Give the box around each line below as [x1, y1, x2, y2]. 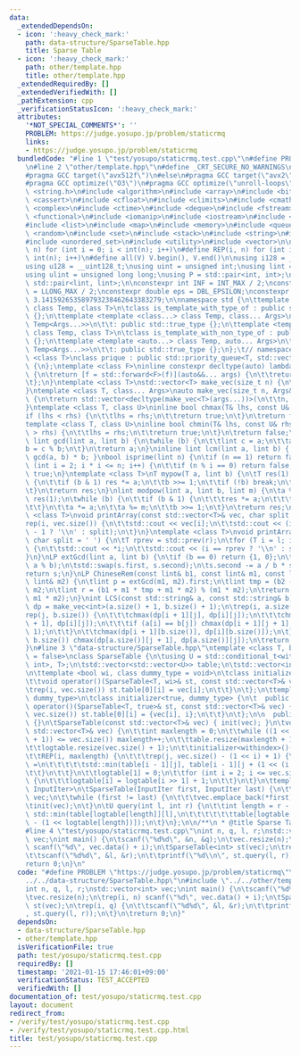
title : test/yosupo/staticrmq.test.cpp [9, 1034, 158, 1043]
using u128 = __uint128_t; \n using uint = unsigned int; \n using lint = [25, 262, 294, 271]
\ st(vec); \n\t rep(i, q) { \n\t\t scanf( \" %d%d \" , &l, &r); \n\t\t [25, 901, 270, 910]
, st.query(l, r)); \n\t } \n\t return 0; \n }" [25, 910, 186, 919]
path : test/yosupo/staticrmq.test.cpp [17, 951, 162, 960]
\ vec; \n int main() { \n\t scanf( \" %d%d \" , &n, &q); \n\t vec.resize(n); [25, 835, 290, 844]
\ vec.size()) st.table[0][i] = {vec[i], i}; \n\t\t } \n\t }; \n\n [25, 711, 266, 719]
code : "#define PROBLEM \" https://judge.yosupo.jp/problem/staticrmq [17, 868, 281, 877]
